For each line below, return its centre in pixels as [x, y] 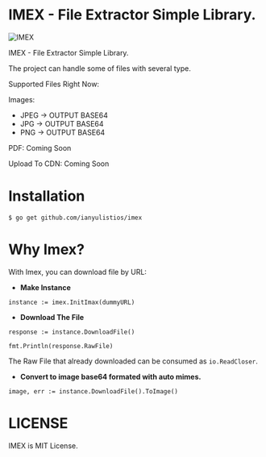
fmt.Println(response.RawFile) [61, 346]
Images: [22, 99]
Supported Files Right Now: [54, 84]
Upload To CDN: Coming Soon [59, 164]
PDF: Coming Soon [40, 147]
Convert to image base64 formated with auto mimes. [110, 376]
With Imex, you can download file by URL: [78, 272]
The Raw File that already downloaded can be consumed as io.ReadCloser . [133, 361]
